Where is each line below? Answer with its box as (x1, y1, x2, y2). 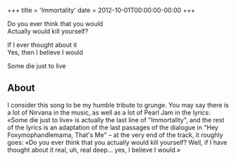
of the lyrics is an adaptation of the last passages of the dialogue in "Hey (7, 123, 218, 131)
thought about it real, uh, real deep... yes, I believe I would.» (7, 146, 181, 154)
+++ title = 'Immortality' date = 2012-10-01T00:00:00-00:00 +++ (7, 6, 196, 14)
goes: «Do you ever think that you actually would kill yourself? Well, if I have (7, 138, 228, 146)
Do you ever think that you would (7, 20, 104, 27)
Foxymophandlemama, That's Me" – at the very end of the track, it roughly (7, 130, 223, 139)
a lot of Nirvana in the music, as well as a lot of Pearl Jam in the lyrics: (7, 108, 211, 117)
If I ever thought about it (7, 41, 77, 49)
